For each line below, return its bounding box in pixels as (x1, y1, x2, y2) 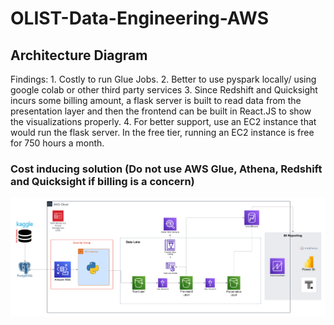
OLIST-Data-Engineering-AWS (10, 7, 269, 30)
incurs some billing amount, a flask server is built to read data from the (10, 95, 302, 106)
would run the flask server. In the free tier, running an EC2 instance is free (10, 127, 315, 138)
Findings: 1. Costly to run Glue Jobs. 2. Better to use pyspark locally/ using (10, 73, 317, 85)
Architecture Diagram (10, 47, 148, 64)
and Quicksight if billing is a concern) (10, 174, 195, 188)
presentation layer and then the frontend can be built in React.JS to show (10, 105, 312, 117)
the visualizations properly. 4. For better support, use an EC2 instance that (10, 116, 317, 127)
